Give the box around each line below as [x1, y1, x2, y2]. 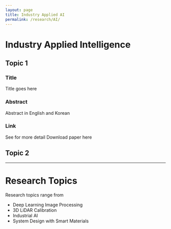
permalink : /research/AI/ [5, 17, 60, 22]
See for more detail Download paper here [5, 134, 92, 140]
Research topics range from [5, 191, 64, 198]
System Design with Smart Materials [12, 218, 89, 224]
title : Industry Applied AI [5, 12, 65, 17]
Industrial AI [12, 212, 38, 218]
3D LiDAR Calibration [12, 207, 57, 213]
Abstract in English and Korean [5, 110, 70, 116]
